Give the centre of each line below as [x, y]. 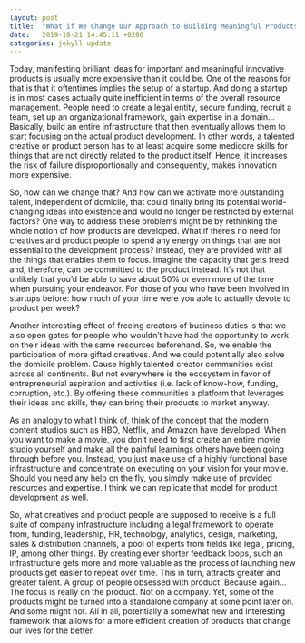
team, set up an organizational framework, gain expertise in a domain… [142, 117]
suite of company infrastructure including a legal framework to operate [142, 525]
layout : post [34, 18]
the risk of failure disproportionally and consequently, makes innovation [143, 165]
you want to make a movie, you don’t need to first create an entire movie [145, 440]
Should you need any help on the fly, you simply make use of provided [141, 478]
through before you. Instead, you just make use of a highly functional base [148, 459]
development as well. [49, 497]
